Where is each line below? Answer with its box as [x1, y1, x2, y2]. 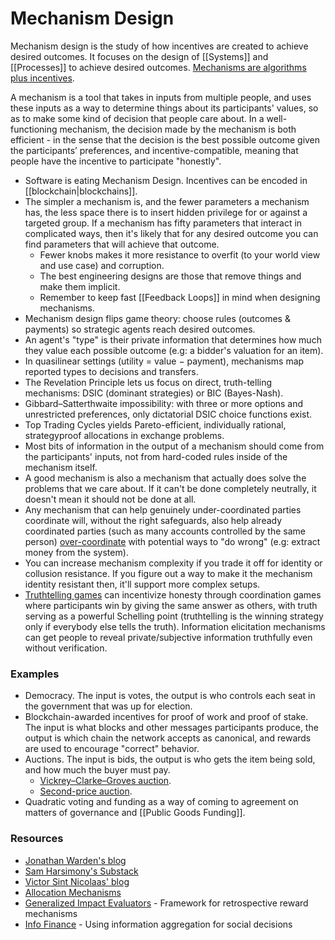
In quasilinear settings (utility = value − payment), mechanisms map [24, 355, 305, 367]
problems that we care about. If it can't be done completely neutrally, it [24, 482, 317, 494]
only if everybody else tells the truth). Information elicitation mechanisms [24, 620, 326, 632]
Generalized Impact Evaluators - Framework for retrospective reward [24, 897, 309, 909]
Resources [10, 832, 64, 846]
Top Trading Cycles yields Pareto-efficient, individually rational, [24, 418, 287, 431]
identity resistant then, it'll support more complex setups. [24, 578, 261, 590]
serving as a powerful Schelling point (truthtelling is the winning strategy [24, 610, 324, 622]
